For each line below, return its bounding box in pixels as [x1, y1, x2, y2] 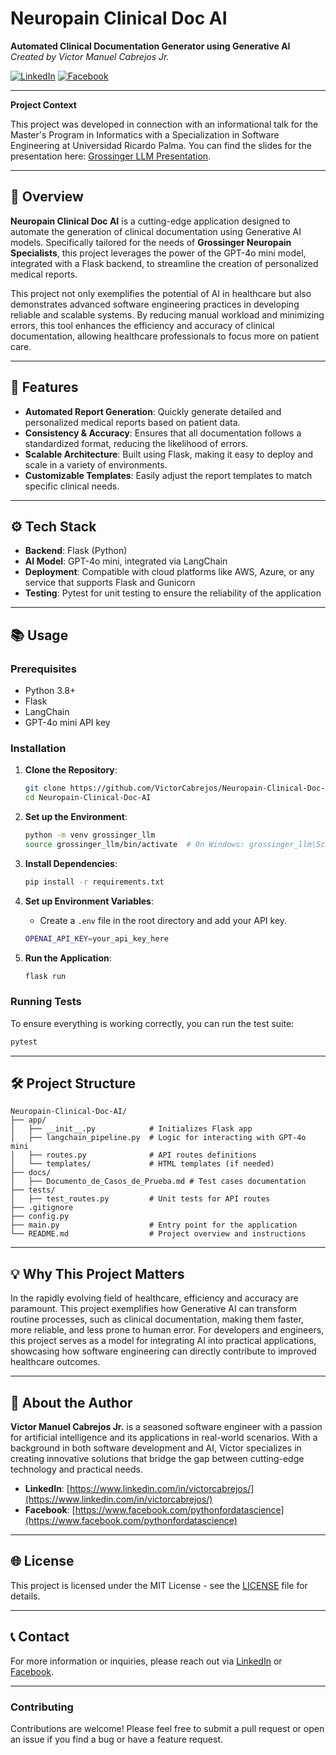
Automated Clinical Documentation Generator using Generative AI [10, 40, 291, 52]
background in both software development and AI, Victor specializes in [10, 1442, 302, 1454]
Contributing [10, 1700, 74, 1714]
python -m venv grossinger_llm [24, 830, 156, 841]
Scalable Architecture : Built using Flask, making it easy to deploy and [24, 448, 314, 460]
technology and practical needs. [10, 1463, 143, 1476]
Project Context [10, 98, 77, 111]
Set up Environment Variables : [24, 895, 154, 907]
